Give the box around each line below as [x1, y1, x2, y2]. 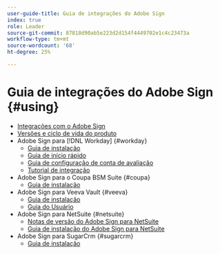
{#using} [7, 99, 60, 115]
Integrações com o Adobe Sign [17, 121, 106, 130]
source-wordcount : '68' [7, 42, 76, 49]
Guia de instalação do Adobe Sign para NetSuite [27, 224, 165, 233]
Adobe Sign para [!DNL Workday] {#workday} [17, 136, 148, 145]
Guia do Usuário [27, 202, 74, 211]
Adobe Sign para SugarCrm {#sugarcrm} [17, 232, 134, 240]
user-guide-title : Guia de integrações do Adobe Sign [7, 10, 166, 17]
